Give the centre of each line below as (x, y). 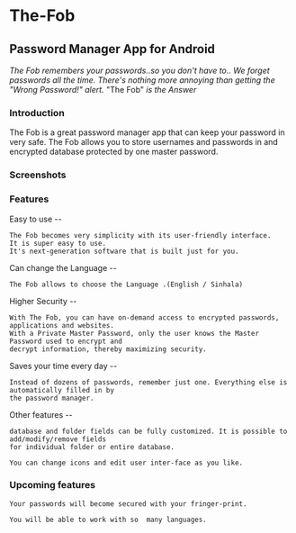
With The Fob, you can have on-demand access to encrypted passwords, (144, 317)
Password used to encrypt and (66, 341)
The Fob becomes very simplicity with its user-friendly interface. (140, 235)
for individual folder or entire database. (92, 447)
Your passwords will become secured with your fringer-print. (128, 504)
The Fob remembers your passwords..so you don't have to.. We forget (139, 70)
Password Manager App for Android (112, 49)
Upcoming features (53, 485)
